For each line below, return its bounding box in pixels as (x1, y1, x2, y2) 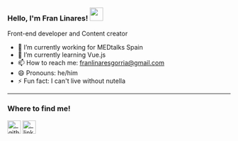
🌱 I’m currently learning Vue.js (17, 50, 106, 60)
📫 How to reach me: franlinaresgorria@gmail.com (17, 59, 165, 67)
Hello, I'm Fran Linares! (7, 13, 89, 23)
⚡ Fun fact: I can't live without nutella (17, 77, 126, 85)
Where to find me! (7, 103, 71, 113)
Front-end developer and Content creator (7, 29, 128, 38)
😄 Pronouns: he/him (17, 69, 78, 77)
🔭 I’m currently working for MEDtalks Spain (17, 43, 143, 52)
